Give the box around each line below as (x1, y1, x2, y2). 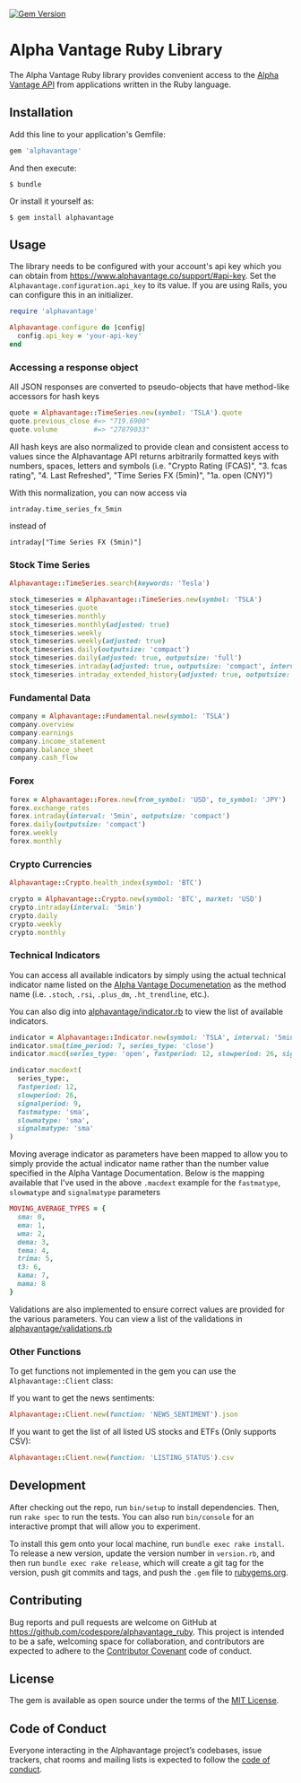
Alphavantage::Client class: (9, 1376, 114, 1386)
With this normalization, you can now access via (9, 487, 187, 498)
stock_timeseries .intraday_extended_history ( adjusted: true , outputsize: (9, 669, 291, 679)
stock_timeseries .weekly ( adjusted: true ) (9, 637, 167, 646)
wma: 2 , (17, 1229, 47, 1238)
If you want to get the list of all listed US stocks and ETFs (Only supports (9, 1427, 277, 1438)
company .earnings (9, 728, 74, 738)
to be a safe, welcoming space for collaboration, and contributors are (9, 1636, 265, 1647)
